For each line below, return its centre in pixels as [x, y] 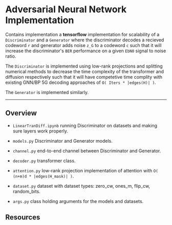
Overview [21, 113]
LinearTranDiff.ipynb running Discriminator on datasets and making [85, 125]
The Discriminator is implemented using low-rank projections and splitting [84, 66]
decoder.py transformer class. [44, 161]
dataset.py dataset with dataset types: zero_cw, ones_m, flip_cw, [81, 186]
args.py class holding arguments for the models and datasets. [78, 201]
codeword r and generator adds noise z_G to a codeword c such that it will [83, 45]
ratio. [11, 56]
